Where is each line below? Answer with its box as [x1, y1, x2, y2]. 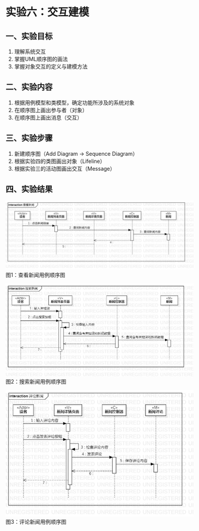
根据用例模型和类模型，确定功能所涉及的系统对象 [14, 99, 135, 106]
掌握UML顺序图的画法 [14, 55, 68, 63]
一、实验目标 [5, 31, 53, 41]
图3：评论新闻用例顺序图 [5, 518, 67, 525]
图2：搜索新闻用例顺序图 [5, 378, 67, 385]
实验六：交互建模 [5, 5, 90, 19]
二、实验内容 [5, 82, 53, 92]
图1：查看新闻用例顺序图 [5, 271, 66, 278]
